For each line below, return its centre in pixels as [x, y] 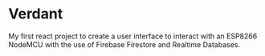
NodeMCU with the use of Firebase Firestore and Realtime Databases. [124, 44]
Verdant [36, 14]
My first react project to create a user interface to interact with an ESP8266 [133, 36]
